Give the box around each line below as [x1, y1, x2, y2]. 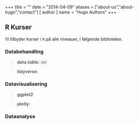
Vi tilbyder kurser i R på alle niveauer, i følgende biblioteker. [5, 36, 123, 42]
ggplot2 [16, 92, 33, 97]
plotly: [16, 101, 31, 107]
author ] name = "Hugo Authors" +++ [42, 9, 117, 15]
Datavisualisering [5, 81, 47, 88]
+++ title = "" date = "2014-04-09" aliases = [5, 4, 94, 10]
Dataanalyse [5, 113, 35, 120]
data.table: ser [16, 59, 47, 65]
